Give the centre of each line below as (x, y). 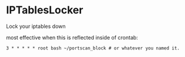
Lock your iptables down (36, 26)
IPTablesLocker (45, 10)
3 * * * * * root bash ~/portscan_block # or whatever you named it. (93, 48)
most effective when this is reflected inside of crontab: (72, 37)
